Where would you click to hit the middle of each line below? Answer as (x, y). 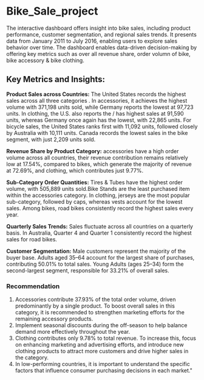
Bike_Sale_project (52, 11)
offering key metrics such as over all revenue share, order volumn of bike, (99, 54)
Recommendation (33, 286)
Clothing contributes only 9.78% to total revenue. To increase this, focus (105, 338)
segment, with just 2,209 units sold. (51, 139)
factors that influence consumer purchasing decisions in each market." (104, 371)
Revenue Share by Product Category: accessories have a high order (93, 151)
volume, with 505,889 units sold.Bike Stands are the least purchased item (98, 188)
